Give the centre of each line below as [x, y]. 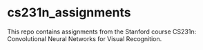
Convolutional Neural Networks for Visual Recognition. [85, 38]
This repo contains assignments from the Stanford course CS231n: [102, 32]
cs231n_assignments [69, 13]
